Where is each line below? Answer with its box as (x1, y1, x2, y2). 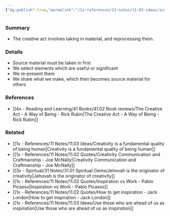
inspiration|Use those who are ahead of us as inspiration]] (12, 205, 134, 211)
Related (5, 129, 25, 136)
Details (5, 48, 23, 55)
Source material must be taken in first (12, 60, 91, 66)
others (12, 82, 26, 88)
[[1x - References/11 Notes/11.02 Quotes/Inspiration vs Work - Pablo (12, 178, 154, 184)
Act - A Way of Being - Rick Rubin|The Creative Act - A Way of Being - (12, 111, 159, 117)
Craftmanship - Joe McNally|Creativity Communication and (12, 157, 137, 163)
